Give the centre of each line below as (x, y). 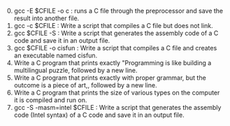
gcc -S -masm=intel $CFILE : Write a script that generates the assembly (117, 107)
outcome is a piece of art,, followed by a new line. (85, 85)
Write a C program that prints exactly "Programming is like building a (113, 63)
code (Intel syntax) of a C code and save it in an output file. (99, 115)
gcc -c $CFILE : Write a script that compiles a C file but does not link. (113, 26)
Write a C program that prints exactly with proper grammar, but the (110, 78)
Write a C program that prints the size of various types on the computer (117, 92)
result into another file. (46, 18)
